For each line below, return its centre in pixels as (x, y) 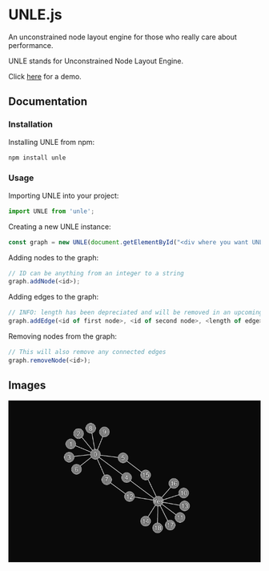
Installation (31, 124)
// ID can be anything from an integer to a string (96, 273)
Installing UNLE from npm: (52, 142)
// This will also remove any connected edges (87, 352)
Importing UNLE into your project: (64, 195)
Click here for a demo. (45, 76)
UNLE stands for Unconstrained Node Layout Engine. (96, 61)
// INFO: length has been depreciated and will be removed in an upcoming (136, 313)
